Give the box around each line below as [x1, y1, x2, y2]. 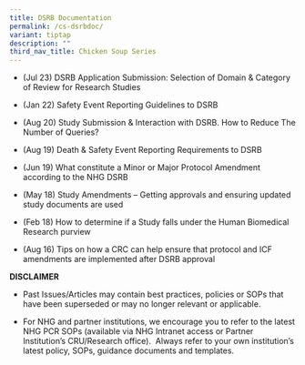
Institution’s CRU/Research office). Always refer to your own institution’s [22, 336, 294, 347]
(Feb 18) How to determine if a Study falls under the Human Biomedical [22, 217, 290, 228]
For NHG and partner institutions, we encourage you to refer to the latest [22, 316, 296, 328]
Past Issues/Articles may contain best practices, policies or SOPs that [22, 289, 284, 300]
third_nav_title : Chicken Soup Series [9, 47, 157, 56]
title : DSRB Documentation [9, 13, 112, 23]
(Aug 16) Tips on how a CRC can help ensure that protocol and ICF [22, 244, 273, 255]
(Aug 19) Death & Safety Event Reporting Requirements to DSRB [22, 145, 262, 156]
